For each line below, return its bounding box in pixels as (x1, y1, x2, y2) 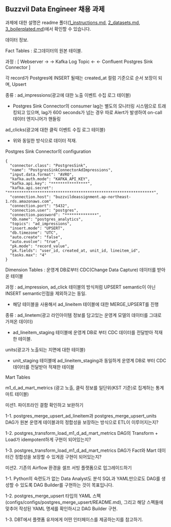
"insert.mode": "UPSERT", (10, 226, 65, 231)
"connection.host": (10, 194, 52, 200)
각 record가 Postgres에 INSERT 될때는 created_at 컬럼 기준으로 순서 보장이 (5, 75, 157, 81)
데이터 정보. (5, 36, 29, 42)
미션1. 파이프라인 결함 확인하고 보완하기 (5, 402, 84, 408)
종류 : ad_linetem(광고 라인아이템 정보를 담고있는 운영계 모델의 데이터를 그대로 (5, 312, 162, 318)
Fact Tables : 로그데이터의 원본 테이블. (5, 48, 83, 54)
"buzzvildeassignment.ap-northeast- (53, 194, 131, 200)
